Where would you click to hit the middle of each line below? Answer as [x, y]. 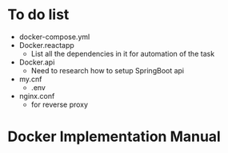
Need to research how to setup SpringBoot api [108, 70]
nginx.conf [37, 96]
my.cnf [30, 79]
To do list [38, 15]
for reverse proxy [60, 104]
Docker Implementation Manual [114, 137]
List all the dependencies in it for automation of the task [123, 53]
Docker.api [37, 62]
